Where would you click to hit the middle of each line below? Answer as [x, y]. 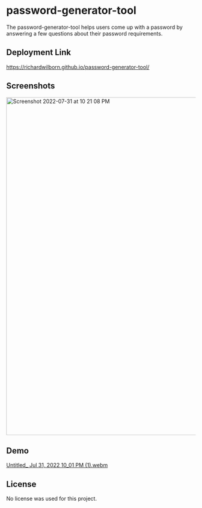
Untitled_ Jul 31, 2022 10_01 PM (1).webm [57, 465]
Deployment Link [38, 53]
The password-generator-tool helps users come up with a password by [95, 27]
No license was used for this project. [52, 499]
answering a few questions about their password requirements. [84, 33]
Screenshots [31, 86]
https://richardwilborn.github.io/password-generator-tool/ [78, 67]
